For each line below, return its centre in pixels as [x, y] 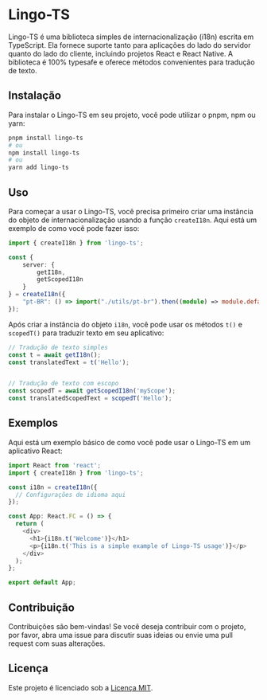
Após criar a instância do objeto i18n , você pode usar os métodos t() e [125, 324]
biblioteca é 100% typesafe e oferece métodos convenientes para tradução [132, 62]
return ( [30, 524]
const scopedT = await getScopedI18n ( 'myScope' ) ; [92, 391]
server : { [39, 264]
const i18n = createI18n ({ [53, 487]
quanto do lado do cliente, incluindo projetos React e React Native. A [120, 53]
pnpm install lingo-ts [46, 138]
